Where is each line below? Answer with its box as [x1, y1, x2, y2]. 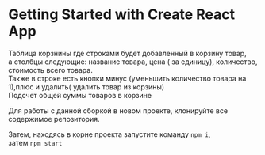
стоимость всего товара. [8, 65, 93, 74]
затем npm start [8, 138, 63, 147]
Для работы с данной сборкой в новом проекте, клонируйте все [8, 105, 229, 115]
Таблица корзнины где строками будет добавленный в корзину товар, [8, 48, 248, 58]
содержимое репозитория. [8, 114, 100, 123]
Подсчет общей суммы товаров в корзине [8, 90, 152, 100]
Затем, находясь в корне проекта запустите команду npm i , [8, 129, 211, 139]
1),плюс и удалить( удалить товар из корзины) [8, 81, 165, 92]
